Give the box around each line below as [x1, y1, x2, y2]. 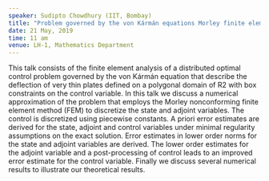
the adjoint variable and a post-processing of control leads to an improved [8, 148, 253, 158]
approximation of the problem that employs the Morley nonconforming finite [8, 97, 259, 107]
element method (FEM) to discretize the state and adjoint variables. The [8, 105, 245, 116]
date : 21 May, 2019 [8, 26, 74, 34]
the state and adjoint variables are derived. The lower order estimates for [8, 140, 249, 149]
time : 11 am [8, 33, 48, 42]
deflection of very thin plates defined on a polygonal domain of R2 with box [8, 81, 257, 90]
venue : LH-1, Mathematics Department [8, 41, 134, 49]
